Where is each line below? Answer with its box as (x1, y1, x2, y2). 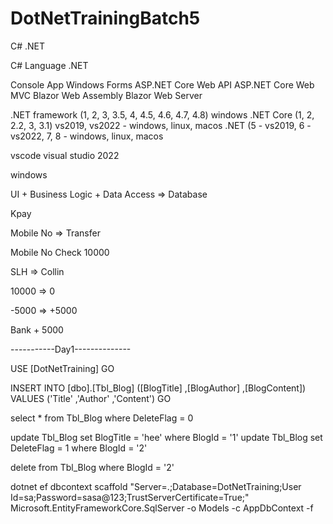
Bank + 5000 (10, 323, 64, 336)
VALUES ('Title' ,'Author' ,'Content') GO (10, 392, 172, 404)
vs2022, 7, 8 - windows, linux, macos (10, 130, 164, 142)
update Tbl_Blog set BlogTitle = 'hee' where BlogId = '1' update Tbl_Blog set (10, 431, 323, 443)
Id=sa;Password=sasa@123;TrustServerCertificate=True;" (10, 491, 250, 503)
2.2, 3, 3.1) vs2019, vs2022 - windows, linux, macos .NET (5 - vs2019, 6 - (10, 119, 312, 131)
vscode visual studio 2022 (10, 149, 120, 161)
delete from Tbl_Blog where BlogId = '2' (10, 461, 175, 473)
